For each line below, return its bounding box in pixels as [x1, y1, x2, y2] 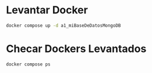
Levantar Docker [6, 3, 89, 17]
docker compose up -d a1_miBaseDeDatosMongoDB [6, 23, 121, 28]
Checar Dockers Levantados [6, 42, 147, 55]
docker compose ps [6, 61, 51, 67]
